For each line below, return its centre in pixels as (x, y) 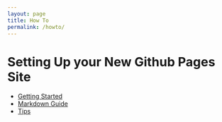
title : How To (28, 20)
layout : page (27, 14)
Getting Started (40, 97)
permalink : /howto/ (36, 27)
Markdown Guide (43, 104)
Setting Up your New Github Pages (111, 62)
